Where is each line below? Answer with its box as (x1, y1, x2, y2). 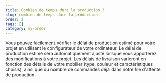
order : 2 (5, 17, 24, 22)
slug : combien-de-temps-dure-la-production (5, 12, 98, 17)
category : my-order (5, 26, 46, 31)
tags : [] (5, 21, 24, 27)
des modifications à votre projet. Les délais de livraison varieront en (5, 56, 146, 62)
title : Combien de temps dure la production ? (5, 7, 105, 13)
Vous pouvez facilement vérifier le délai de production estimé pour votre (5, 40, 155, 46)
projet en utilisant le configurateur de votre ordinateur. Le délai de (5, 45, 142, 51)
